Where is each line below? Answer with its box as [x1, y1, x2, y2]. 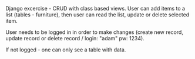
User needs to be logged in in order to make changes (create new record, [5, 29, 183, 36]
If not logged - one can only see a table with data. [5, 46, 126, 53]
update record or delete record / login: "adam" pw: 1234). [5, 35, 144, 41]
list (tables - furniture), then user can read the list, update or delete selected [5, 11, 190, 18]
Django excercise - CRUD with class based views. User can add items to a [5, 5, 186, 12]
